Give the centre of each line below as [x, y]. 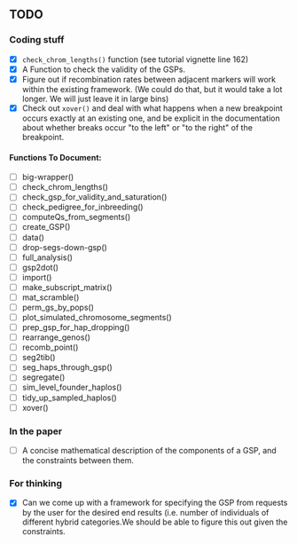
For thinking [35, 483]
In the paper [36, 431]
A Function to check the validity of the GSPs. [104, 69]
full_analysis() [47, 257]
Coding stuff [37, 40]
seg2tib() [39, 358]
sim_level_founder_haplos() [72, 387]
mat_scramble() [51, 297]
